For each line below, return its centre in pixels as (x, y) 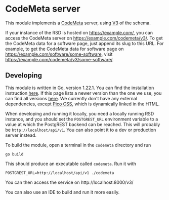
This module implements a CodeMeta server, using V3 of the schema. (78, 23)
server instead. (21, 135)
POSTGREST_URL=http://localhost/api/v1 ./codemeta (60, 173)
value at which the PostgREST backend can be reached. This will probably (83, 124)
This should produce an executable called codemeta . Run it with (71, 164)
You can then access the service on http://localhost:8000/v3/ (69, 182)
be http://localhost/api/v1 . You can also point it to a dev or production (81, 130)
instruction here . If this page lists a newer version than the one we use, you (83, 93)
